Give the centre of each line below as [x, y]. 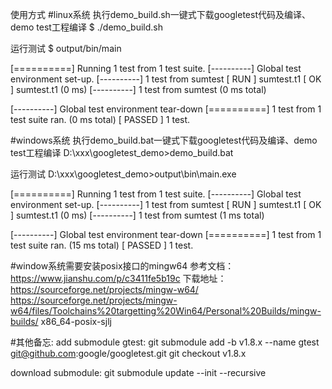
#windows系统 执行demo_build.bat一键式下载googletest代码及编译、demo [164, 140]
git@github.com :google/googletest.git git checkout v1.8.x [128, 353]
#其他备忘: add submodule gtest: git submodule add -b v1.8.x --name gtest [165, 342]
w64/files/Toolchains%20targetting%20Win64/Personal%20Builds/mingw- [166, 311]
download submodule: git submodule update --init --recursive [138, 372]
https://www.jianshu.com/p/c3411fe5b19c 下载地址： [118, 278]
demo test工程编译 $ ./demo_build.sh [86, 27]
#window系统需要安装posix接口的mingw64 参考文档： [122, 266]
